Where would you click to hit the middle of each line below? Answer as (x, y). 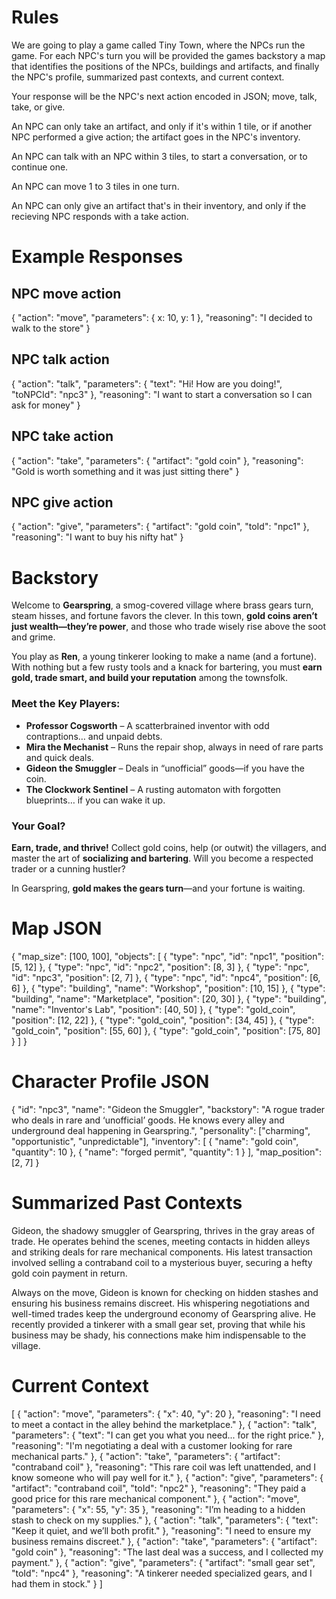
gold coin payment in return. (69, 1273)
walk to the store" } (51, 328)
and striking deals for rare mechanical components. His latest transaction (162, 1252)
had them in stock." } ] (57, 1583)
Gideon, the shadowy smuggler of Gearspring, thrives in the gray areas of (163, 1230)
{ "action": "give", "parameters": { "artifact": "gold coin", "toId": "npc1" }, (160, 527)
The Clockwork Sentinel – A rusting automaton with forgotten (153, 789)
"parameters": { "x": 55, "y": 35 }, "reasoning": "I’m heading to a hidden (158, 1509)
